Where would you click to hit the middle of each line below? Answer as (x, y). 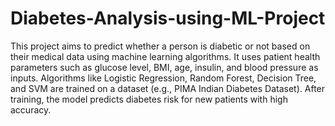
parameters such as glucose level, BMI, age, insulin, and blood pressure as (164, 67)
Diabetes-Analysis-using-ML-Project (168, 18)
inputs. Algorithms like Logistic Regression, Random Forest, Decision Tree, (163, 78)
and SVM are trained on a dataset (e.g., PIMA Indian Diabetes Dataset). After (168, 88)
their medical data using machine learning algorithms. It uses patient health (165, 56)
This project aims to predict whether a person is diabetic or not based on (160, 46)
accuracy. (31, 109)
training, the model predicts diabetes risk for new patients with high (149, 99)
